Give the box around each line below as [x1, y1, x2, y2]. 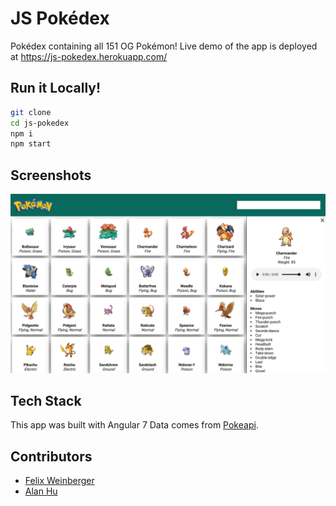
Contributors [10, 448, 93, 465]
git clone [10, 107, 52, 117]
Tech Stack [10, 392, 82, 409]
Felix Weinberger [24, 475, 95, 487]
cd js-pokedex [10, 118, 70, 128]
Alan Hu [24, 485, 58, 497]
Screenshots [10, 167, 92, 184]
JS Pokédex [10, 7, 110, 30]
